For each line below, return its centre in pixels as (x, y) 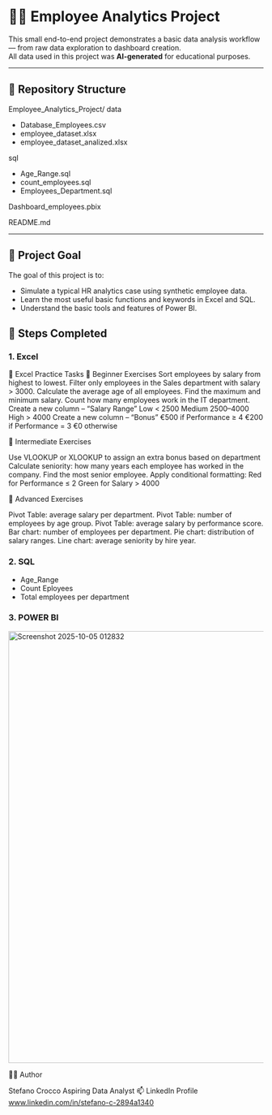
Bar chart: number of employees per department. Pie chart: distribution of (132, 532)
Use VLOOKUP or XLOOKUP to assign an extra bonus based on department (134, 457)
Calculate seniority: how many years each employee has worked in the (126, 466)
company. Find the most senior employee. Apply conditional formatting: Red (135, 475)
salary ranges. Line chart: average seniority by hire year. (102, 541)
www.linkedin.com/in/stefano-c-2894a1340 (81, 1102)
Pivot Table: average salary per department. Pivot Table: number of (120, 515)
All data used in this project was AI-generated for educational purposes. (130, 56)
